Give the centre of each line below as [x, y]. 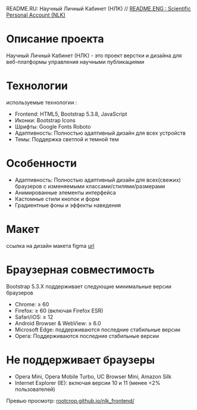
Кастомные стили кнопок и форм [57, 198]
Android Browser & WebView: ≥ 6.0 [58, 323]
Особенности [42, 164]
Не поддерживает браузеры [80, 360]
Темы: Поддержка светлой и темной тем [67, 139]
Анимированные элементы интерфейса [65, 192]
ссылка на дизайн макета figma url [50, 246]
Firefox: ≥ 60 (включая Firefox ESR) [59, 310]
